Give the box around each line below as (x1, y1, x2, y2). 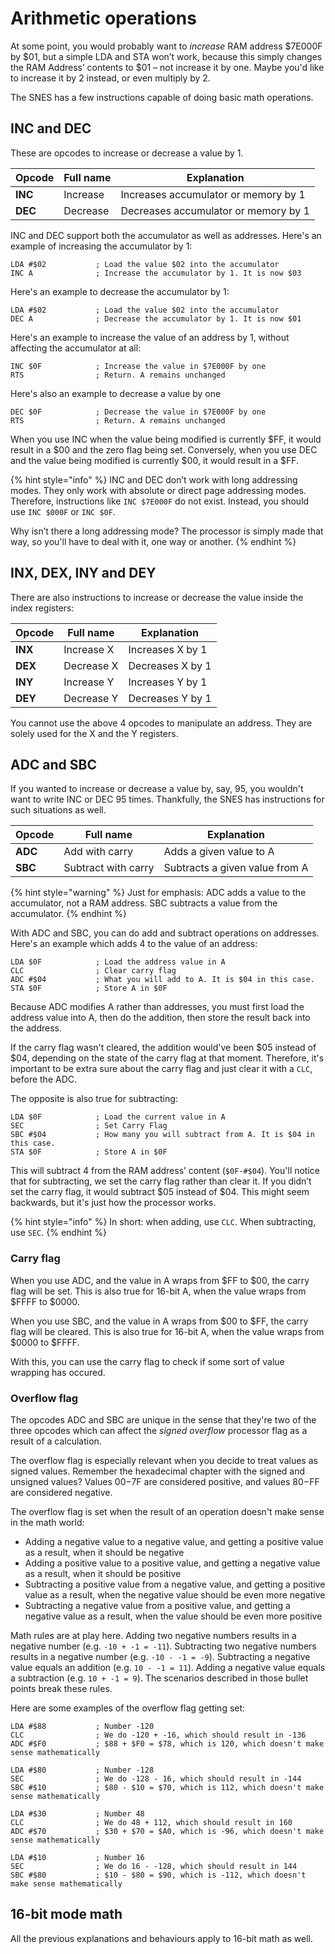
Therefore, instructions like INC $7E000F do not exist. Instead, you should (10, 495, 310, 507)
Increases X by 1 (128, 642, 208, 656)
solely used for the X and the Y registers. (10, 727, 179, 739)
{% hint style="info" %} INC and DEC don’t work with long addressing (10, 473, 298, 486)
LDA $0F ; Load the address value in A (10, 957, 226, 967)
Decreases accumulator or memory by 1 (120, 203, 310, 217)
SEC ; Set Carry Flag (10, 1121, 168, 1131)
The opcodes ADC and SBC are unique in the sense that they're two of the (10, 1413, 317, 1426)
